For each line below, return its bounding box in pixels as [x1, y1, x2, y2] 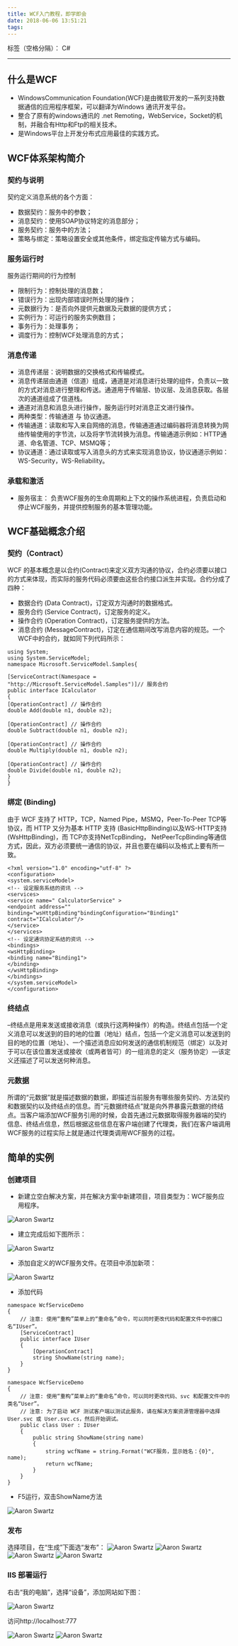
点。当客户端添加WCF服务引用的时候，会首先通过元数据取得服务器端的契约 [7, 1111, 227, 1119]
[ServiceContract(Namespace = [7, 673, 97, 681]
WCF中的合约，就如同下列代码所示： [17, 634, 126, 643]
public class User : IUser [20, 1422, 100, 1429]
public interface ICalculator [7, 687, 97, 694]
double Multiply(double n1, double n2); [7, 747, 129, 754]
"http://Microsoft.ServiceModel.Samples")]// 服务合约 [7, 681, 169, 688]
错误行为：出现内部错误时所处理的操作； [17, 296, 136, 304]
